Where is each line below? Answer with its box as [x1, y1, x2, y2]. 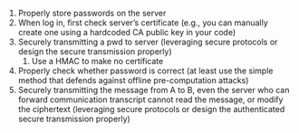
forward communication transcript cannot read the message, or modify [17, 94, 284, 105]
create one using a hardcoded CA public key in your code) [17, 27, 236, 37]
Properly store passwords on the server [17, 8, 167, 18]
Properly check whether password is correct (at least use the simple [17, 65, 274, 76]
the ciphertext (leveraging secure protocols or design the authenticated [17, 104, 285, 114]
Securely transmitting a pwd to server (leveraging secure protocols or [17, 36, 278, 47]
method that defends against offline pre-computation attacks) [17, 75, 249, 85]
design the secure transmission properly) [17, 46, 172, 57]
